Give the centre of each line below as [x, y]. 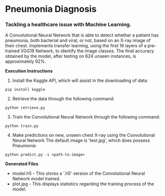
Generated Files [22, 164]
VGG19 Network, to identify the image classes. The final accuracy [87, 51]
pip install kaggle [25, 90]
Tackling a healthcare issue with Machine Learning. [68, 25]
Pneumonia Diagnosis [51, 9]
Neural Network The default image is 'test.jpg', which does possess [81, 140]
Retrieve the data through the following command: [63, 99]
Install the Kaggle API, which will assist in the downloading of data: [80, 80]
